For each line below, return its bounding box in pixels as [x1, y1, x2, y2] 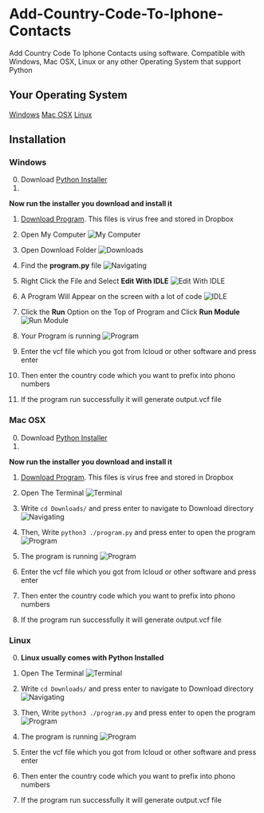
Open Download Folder [20, 245, 97, 255]
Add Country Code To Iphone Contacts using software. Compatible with [9, 48, 246, 58]
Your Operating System [9, 89, 128, 102]
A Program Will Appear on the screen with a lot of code [20, 292, 203, 301]
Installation [9, 133, 66, 146]
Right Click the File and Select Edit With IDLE [20, 277, 169, 286]
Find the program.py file [20, 261, 102, 270]
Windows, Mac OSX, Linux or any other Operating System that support [9, 57, 242, 66]
